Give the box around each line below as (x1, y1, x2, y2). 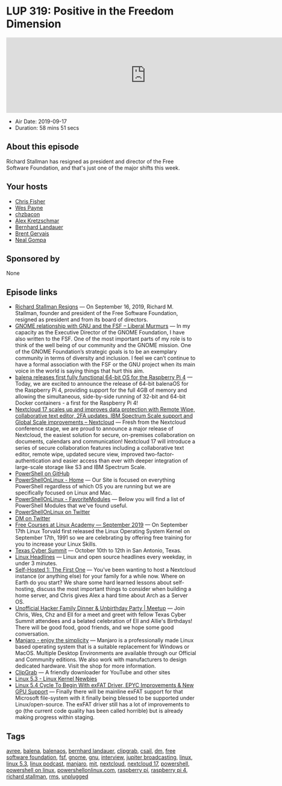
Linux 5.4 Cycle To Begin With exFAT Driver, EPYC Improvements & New (14, 682, 194, 689)
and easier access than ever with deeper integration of (52, 457, 188, 464)
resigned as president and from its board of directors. (14, 316, 148, 324)
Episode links (6, 287, 58, 297)
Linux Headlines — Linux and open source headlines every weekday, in (14, 554, 192, 561)
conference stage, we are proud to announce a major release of (14, 425, 174, 432)
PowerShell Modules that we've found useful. (14, 502, 128, 510)
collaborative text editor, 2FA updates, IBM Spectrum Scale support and (14, 412, 193, 420)
